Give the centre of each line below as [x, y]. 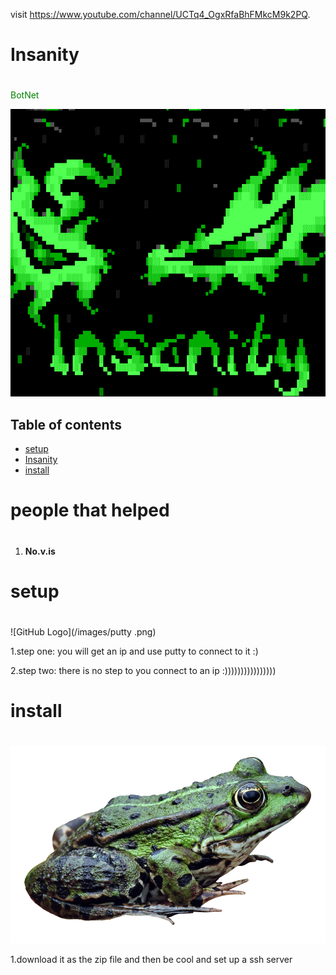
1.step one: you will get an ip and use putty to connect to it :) [134, 651]
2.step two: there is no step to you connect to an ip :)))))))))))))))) [143, 670]
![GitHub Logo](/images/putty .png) [83, 631]
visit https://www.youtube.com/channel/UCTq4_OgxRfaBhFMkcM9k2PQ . [160, 14]
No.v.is [40, 551]
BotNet [25, 95]
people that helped [90, 510]
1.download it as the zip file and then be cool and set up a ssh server [151, 960]
